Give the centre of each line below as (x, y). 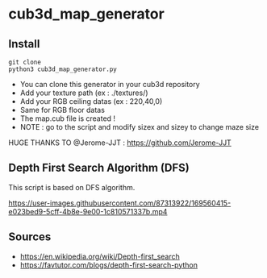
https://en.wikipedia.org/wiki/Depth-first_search (100, 256)
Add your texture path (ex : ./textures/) (84, 93)
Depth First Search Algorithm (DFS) (99, 168)
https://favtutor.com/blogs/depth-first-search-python (108, 265)
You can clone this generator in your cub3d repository (110, 84)
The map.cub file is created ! (67, 118)
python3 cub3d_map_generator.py (63, 69)
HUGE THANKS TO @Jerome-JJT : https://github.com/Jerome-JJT (120, 143)
